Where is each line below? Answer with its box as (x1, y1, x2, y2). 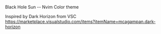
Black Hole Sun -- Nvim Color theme (5, 4, 79, 10)
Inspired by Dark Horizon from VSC (5, 14, 77, 19)
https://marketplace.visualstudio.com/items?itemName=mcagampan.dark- (5, 19, 156, 24)
